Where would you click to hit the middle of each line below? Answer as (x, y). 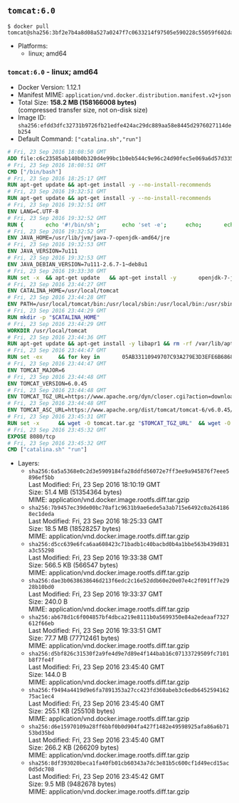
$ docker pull (28, 26)
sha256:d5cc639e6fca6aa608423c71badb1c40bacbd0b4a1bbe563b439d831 (129, 545)
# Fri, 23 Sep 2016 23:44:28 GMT (57, 298)
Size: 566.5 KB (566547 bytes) (73, 565)
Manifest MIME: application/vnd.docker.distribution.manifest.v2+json (124, 95)
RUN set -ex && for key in (54, 357)
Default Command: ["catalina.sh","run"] (80, 139)
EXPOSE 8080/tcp (31, 436)
